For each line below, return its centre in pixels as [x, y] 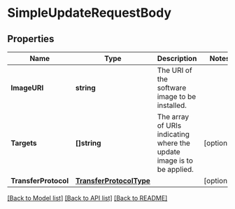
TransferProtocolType [113, 181]
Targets [24, 143]
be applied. [176, 169]
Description [177, 59]
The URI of [175, 70]
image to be [177, 96]
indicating [173, 134]
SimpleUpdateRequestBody [90, 13]
